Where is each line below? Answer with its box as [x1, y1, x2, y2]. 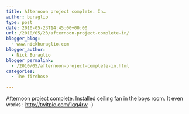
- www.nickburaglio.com [11, 42, 69, 47]
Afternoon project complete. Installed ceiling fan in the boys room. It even [6, 95, 183, 102]
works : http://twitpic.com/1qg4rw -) [6, 101, 94, 108]
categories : [6, 68, 35, 74]
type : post [6, 19, 33, 25]
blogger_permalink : [6, 57, 54, 63]
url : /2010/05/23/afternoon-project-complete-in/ [6, 30, 130, 36]
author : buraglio [6, 14, 49, 20]
